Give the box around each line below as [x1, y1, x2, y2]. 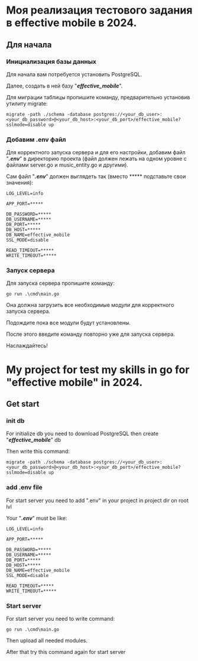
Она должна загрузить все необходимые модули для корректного [6, 302, 174, 309]
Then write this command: [6, 448, 70, 455]
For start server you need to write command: [6, 615, 115, 622]
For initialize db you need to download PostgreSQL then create [6, 430, 158, 438]
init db [6, 416, 25, 425]
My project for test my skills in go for [6, 363, 190, 376]
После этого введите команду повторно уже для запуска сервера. [6, 330, 176, 338]
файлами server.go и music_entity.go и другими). [6, 161, 129, 169]
